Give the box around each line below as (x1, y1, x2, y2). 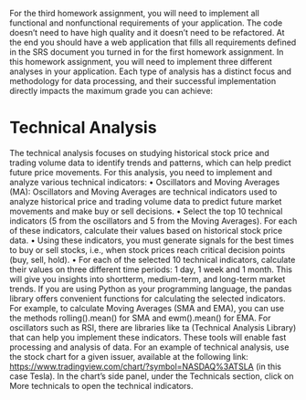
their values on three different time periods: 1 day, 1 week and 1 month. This (9, 264, 292, 275)
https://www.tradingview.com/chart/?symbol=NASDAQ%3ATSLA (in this (9, 361, 281, 372)
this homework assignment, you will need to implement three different (9, 57, 272, 67)
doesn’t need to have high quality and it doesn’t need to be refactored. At (9, 27, 285, 37)
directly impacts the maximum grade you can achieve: (9, 86, 213, 96)
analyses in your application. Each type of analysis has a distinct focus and (9, 66, 292, 77)
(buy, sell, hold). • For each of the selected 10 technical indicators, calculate (9, 254, 296, 265)
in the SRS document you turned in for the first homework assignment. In (9, 47, 284, 58)
